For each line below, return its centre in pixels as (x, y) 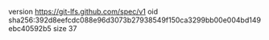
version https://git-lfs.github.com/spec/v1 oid (83, 12)
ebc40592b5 (30, 28)
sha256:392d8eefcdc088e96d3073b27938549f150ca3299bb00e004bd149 (135, 20)
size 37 (65, 28)
